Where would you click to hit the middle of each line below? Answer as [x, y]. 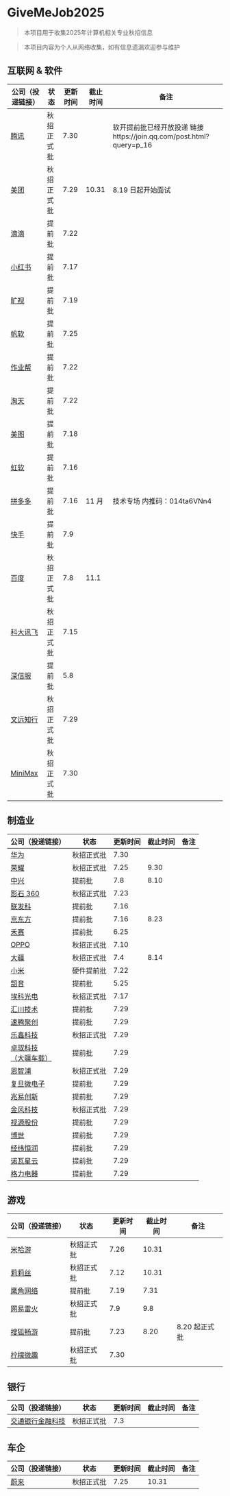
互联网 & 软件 [35, 71]
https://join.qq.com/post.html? [161, 136]
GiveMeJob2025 [56, 13]
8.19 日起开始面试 [142, 190]
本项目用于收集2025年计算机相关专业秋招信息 [88, 32]
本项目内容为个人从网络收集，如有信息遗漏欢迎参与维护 [102, 47]
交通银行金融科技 [38, 1421]
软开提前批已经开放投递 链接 [158, 127]
